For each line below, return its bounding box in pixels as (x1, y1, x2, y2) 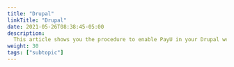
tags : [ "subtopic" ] (7, 50, 64, 57)
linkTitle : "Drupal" (7, 17, 68, 24)
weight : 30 (7, 43, 39, 50)
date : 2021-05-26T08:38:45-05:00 (7, 23, 104, 30)
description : (7, 29, 45, 37)
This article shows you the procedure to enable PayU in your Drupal (13, 36, 219, 43)
